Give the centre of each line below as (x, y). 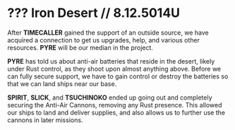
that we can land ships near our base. (62, 83)
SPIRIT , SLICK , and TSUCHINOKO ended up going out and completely (110, 97)
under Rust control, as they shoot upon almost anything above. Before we (114, 69)
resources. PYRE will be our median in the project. (80, 47)
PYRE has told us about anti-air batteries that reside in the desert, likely (111, 61)
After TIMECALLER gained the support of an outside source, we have (108, 32)
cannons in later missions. (45, 120)
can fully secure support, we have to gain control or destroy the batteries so (118, 76)
